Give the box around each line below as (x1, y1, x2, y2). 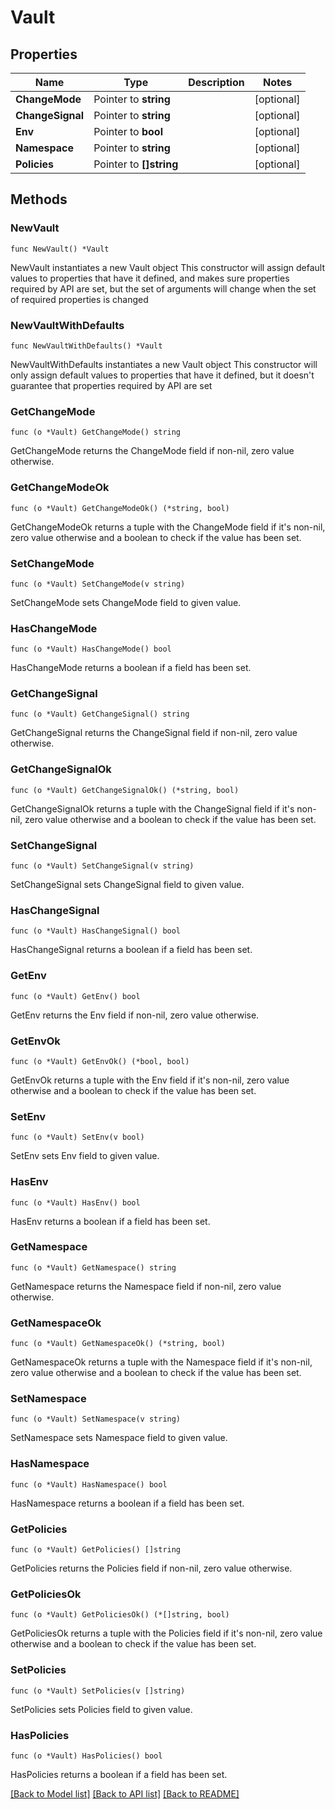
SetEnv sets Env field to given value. (10, 1150, 160, 1162)
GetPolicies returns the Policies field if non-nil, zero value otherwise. (10, 1562, 293, 1575)
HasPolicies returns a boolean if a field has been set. (10, 1768, 228, 1780)
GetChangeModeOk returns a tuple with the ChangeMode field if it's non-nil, (10, 521, 326, 533)
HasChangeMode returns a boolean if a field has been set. (10, 662, 252, 674)
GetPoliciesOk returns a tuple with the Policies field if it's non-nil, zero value (10, 1627, 323, 1640)
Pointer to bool (93, 125, 163, 138)
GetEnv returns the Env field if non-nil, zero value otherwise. (10, 1009, 260, 1021)
